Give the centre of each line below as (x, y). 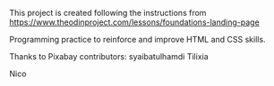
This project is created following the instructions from (108, 13)
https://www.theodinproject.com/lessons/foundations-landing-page (134, 22)
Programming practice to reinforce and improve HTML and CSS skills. (137, 39)
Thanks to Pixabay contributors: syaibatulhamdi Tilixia (109, 56)
